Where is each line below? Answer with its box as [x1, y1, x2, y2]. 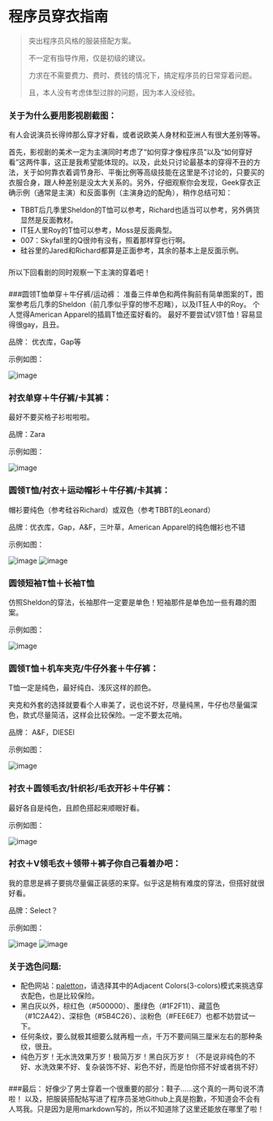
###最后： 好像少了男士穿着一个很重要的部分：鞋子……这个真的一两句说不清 [8, 1084, 264, 1093]
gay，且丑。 [22, 320, 64, 330]
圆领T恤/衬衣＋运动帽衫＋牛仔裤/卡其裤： [8, 485, 171, 496]
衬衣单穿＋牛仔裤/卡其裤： [8, 392, 112, 403]
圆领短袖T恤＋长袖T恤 [8, 578, 95, 589]
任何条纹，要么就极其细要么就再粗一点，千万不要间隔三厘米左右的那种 [19, 1032, 256, 1041]
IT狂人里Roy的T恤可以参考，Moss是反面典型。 [19, 225, 177, 236]
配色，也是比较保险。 [27, 991, 99, 1001]
